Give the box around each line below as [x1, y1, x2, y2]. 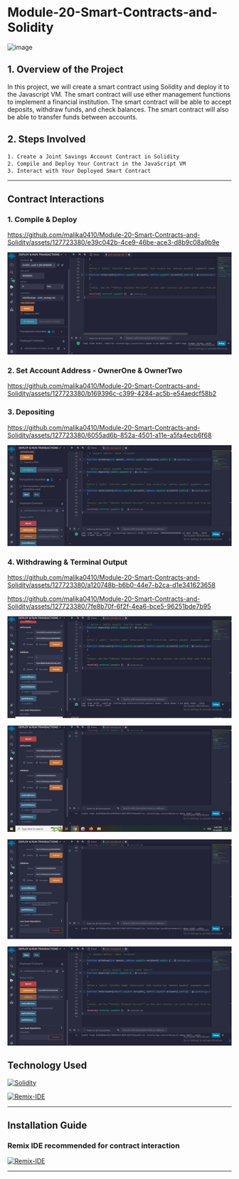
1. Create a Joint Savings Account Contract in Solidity [7, 153, 180, 160]
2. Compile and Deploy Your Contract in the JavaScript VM [7, 160, 186, 167]
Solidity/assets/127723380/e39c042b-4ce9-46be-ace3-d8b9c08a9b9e [7, 238, 220, 247]
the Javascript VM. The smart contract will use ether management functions [7, 90, 231, 98]
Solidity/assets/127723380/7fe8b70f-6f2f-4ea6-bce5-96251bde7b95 [7, 602, 211, 611]
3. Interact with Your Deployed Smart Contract [7, 167, 152, 174]
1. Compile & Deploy [7, 214, 78, 224]
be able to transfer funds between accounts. [7, 112, 138, 121]
